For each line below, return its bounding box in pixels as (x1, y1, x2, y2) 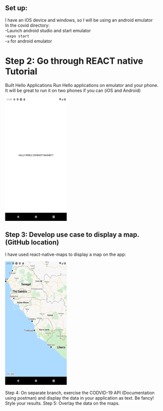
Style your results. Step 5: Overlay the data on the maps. (5, 400, 120, 406)
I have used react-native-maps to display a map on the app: (5, 251, 127, 257)
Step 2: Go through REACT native (5, 55, 144, 66)
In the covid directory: (5, 22, 50, 28)
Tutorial (5, 66, 38, 77)
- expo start (5, 33, 30, 39)
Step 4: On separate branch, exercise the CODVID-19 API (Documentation (5, 390, 155, 396)
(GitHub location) (5, 238, 59, 247)
